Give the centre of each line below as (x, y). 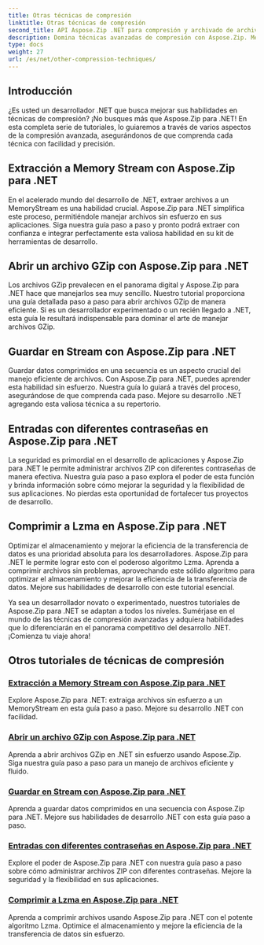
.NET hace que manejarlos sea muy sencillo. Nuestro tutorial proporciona (126, 293)
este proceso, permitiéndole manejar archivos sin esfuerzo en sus (115, 216)
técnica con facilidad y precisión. (62, 143)
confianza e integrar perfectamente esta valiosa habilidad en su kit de (121, 233)
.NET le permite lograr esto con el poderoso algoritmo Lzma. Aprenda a (124, 562)
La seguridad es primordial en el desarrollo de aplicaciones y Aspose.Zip (126, 460)
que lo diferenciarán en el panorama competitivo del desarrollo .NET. (119, 627)
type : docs (26, 45)
